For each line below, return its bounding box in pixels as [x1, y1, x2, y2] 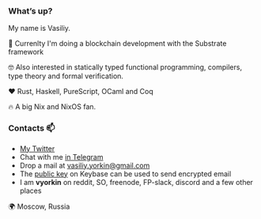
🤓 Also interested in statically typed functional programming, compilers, [8, 62, 243, 72]
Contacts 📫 [8, 123, 55, 134]
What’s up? [8, 6, 53, 17]
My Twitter [19, 144, 55, 153]
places [19, 186, 42, 195]
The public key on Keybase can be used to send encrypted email [19, 168, 232, 179]
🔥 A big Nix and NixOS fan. [8, 102, 96, 111]
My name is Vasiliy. [8, 24, 71, 33]
